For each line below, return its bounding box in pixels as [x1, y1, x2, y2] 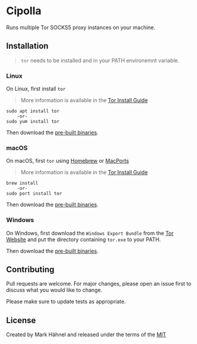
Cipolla [6, 4, 42, 18]
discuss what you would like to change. [6, 286, 103, 293]
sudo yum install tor [6, 119, 60, 125]
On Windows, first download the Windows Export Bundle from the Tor [6, 229, 174, 236]
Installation [6, 41, 49, 51]
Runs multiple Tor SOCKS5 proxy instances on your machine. [6, 24, 155, 31]
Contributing [6, 264, 55, 274]
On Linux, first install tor [6, 85, 66, 93]
